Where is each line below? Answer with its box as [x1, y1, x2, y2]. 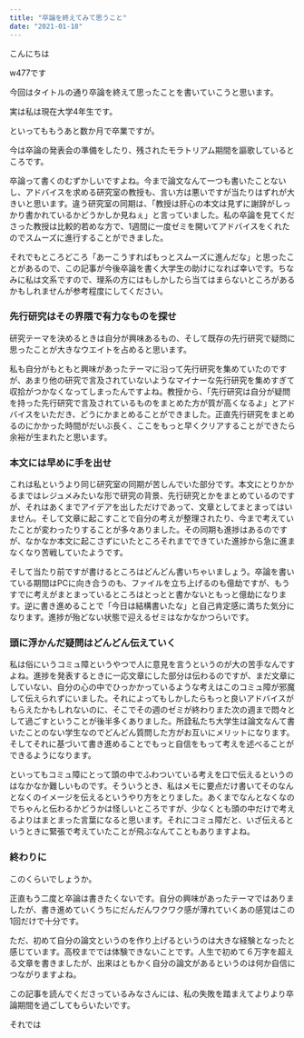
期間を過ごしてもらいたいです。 [16, 999, 136, 1010]
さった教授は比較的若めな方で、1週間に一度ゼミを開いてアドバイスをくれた [9, 220, 290, 232]
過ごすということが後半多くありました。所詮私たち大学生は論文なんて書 [25, 715, 296, 727]
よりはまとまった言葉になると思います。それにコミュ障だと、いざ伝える [16, 814, 286, 825]
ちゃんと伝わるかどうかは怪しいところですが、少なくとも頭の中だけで [16, 803, 279, 814]
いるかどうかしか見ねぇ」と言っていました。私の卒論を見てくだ [56, 209, 295, 220]
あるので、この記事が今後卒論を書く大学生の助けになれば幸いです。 [25, 263, 279, 274]
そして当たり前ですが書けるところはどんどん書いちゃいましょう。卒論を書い [9, 566, 295, 577]
